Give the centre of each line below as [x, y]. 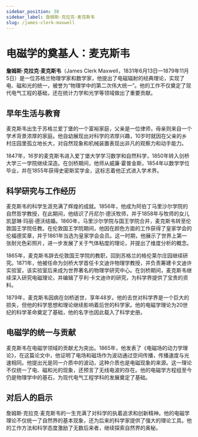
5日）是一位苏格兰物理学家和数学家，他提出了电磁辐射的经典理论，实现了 [95, 78]
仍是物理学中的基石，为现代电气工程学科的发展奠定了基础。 [78, 377]
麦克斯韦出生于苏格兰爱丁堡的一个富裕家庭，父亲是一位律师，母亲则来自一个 [99, 129]
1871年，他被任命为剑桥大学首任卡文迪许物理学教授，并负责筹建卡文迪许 [104, 263]
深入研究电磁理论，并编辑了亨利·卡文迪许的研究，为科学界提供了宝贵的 [97, 277]
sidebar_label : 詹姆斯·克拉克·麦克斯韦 [51, 17]
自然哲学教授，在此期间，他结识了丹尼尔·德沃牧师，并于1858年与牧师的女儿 [98, 213]
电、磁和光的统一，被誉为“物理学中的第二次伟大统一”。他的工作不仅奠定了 [96, 85]
